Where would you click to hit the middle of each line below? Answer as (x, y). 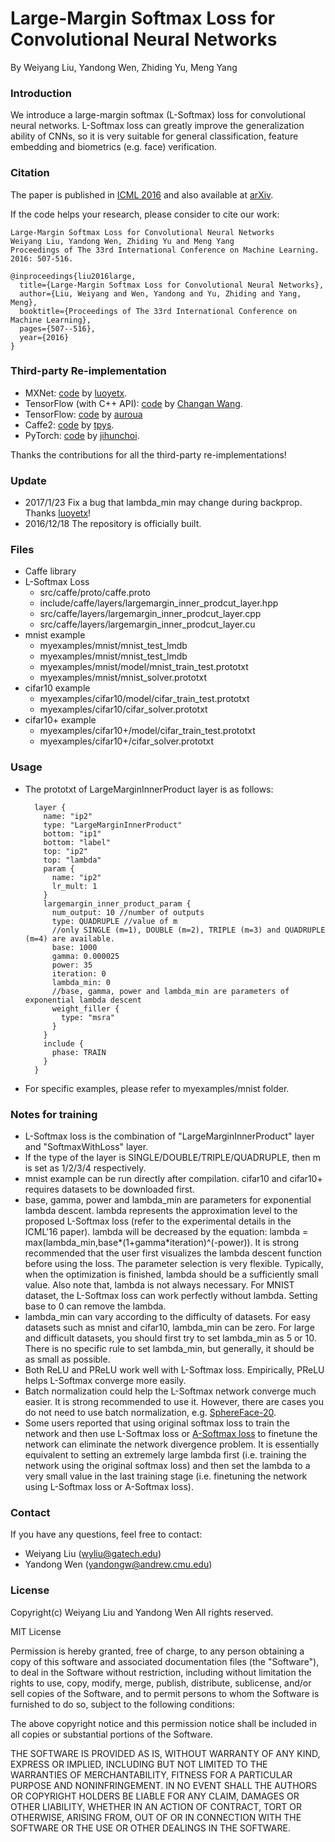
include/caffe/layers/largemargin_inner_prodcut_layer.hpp (159, 603)
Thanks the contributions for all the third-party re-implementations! (148, 454)
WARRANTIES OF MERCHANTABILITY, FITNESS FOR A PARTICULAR (151, 1774)
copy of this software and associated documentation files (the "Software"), (165, 1661)
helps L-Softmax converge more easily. (105, 1381)
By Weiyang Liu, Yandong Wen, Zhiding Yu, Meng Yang (124, 67)
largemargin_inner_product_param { (117, 903)
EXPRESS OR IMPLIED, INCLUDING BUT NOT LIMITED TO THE (139, 1764)
